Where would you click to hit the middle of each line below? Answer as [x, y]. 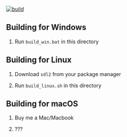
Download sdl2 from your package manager [68, 74]
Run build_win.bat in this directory [56, 42]
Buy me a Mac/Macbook [44, 118]
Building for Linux [39, 60]
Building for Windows [46, 27]
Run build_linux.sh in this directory [58, 85]
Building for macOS [42, 104]
